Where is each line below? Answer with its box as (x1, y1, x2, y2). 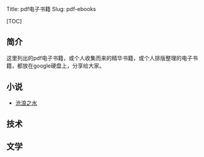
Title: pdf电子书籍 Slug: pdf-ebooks (6, 6, 96, 12)
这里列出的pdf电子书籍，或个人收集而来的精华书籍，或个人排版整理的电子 (6, 54, 193, 61)
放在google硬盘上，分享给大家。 (22, 62, 105, 69)
